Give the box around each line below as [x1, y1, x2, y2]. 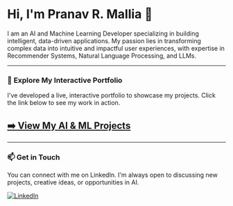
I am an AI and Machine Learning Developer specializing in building [7, 29, 199, 38]
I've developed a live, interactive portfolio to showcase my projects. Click [7, 91, 216, 100]
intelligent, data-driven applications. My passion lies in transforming [7, 36, 201, 45]
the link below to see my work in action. [7, 99, 121, 107]
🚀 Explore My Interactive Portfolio [7, 75, 123, 85]
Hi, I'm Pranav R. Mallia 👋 [7, 6, 153, 22]
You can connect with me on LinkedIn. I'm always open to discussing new [7, 171, 218, 180]
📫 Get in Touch [7, 152, 60, 162]
